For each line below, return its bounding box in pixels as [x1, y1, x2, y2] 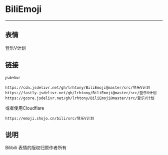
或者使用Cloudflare [5, 105, 44, 111]
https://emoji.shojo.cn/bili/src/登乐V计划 [5, 116, 94, 121]
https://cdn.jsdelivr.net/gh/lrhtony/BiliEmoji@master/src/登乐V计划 [5, 85, 150, 90]
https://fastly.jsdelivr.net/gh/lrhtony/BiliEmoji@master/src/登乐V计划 [5, 90, 157, 95]
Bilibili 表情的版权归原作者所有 [5, 145, 67, 151]
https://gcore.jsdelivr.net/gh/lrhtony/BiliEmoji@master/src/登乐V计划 [5, 96, 155, 101]
